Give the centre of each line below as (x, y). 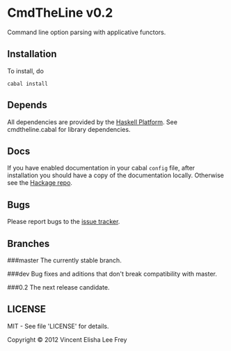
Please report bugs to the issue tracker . (64, 222)
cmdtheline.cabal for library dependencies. (69, 129)
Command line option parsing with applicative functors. (87, 32)
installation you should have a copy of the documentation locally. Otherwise (116, 175)
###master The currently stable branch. (64, 260)
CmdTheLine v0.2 (60, 13)
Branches (29, 243)
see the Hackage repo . (40, 183)
